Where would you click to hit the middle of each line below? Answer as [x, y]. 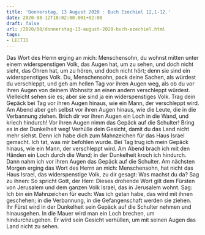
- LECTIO [17, 40]
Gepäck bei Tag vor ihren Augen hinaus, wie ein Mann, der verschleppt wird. [103, 103]
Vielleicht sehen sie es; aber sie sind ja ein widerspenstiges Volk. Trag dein [101, 96]
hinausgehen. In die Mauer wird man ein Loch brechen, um [80, 213]
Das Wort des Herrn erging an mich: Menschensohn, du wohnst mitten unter [102, 58]
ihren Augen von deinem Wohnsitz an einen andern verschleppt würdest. [99, 90]
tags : [13, 35]
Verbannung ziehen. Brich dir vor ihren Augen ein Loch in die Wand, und [98, 116]
